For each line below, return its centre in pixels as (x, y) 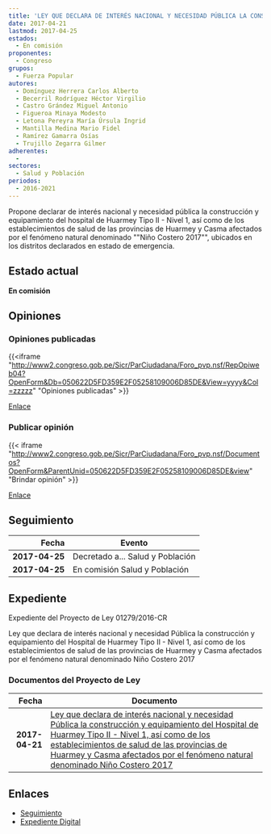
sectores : (25, 166)
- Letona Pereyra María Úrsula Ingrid (81, 121)
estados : (23, 38)
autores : (23, 83)
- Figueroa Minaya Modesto (61, 114)
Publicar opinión (41, 427)
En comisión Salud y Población (131, 570)
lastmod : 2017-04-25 (43, 31)
